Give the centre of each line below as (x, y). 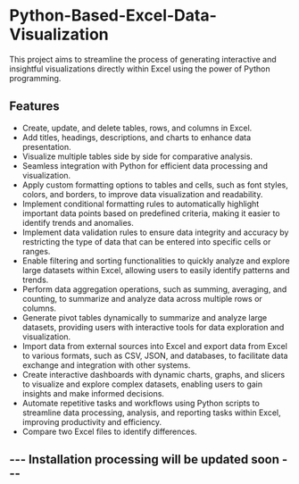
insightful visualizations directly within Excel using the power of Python (140, 69)
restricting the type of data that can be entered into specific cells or (146, 241)
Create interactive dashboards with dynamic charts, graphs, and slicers (154, 374)
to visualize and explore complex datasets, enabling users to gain (142, 384)
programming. (35, 78)
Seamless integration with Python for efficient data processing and (145, 165)
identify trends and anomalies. (78, 222)
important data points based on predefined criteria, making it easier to (151, 213)
